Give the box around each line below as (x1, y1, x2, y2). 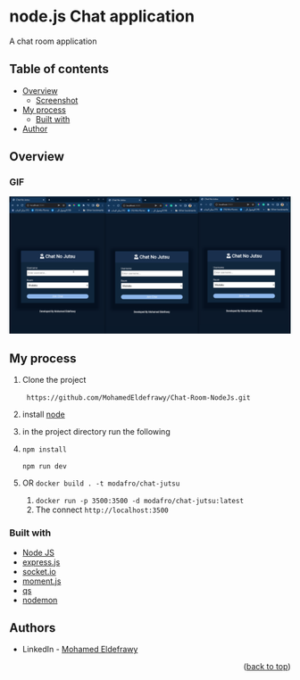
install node (21, 409, 65, 420)
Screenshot (35, 95, 79, 105)
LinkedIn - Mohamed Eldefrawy (21, 644, 138, 655)
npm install (21, 445, 67, 454)
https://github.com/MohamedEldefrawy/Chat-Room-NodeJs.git (26, 394, 251, 402)
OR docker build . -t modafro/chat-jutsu (21, 477, 180, 488)
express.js (21, 556, 61, 568)
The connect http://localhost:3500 (35, 504, 169, 515)
